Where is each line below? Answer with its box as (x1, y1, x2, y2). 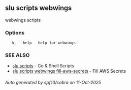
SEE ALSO (5, 52, 30, 59)
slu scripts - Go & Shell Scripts (12, 63, 74, 69)
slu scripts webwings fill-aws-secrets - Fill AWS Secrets (12, 68, 127, 74)
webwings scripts (5, 17, 41, 23)
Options (5, 29, 25, 36)
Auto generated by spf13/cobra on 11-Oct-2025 (5, 80, 101, 85)
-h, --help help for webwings (9, 40, 76, 46)
